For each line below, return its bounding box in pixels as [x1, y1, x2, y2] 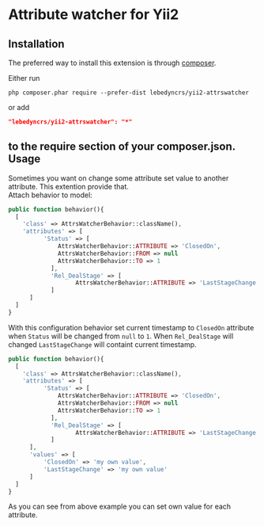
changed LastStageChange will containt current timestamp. [8, 339, 197, 349]
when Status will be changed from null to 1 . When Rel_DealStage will [8, 331, 234, 341]
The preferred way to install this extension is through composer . [8, 58, 217, 67]
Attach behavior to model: [8, 190, 92, 200]
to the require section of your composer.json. [8, 140, 236, 154]
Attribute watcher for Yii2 [8, 6, 179, 24]
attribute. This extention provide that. [8, 181, 129, 191]
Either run [8, 74, 40, 82]
